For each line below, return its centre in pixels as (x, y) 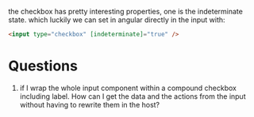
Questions (43, 66)
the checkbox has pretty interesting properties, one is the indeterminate (126, 11)
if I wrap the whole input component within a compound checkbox (128, 88)
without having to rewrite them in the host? (90, 104)
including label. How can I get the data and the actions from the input (133, 96)
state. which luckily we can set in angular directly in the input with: (117, 20)
